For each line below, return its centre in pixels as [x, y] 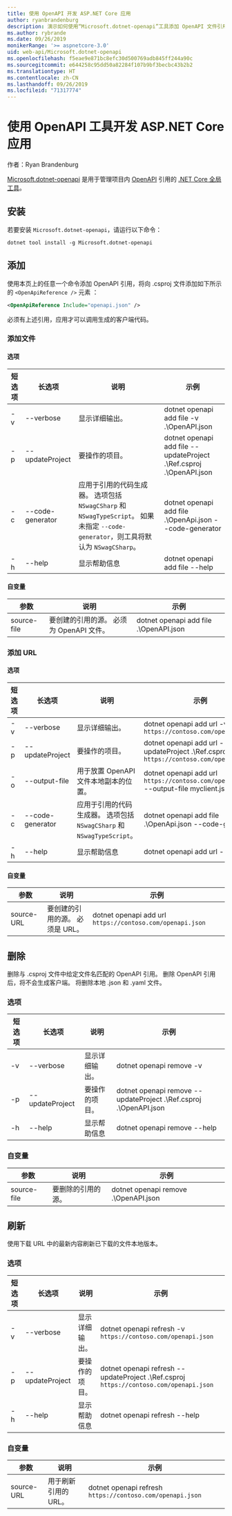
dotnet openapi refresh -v [142, 1328]
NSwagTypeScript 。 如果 [116, 516]
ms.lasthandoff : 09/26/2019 [48, 84]
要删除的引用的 [77, 1189]
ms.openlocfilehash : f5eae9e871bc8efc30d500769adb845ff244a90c [100, 59]
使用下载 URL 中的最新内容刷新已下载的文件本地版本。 [85, 1244]
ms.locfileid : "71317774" [44, 90]
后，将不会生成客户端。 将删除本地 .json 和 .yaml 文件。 [86, 983]
